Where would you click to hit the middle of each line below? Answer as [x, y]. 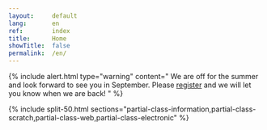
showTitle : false [39, 46]
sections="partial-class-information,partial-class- [173, 109]
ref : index [39, 31]
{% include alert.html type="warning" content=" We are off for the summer [133, 76]
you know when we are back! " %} [66, 93]
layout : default [43, 16]
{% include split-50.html [49, 109]
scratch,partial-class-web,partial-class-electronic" [93, 117]
